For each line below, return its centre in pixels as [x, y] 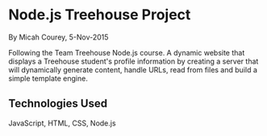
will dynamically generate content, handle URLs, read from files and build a [133, 69]
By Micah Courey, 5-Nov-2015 [58, 37]
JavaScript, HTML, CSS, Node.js [62, 123]
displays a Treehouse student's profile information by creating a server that [133, 61]
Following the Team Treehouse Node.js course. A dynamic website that [127, 52]
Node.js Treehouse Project [100, 15]
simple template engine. [48, 78]
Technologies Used [58, 103]
